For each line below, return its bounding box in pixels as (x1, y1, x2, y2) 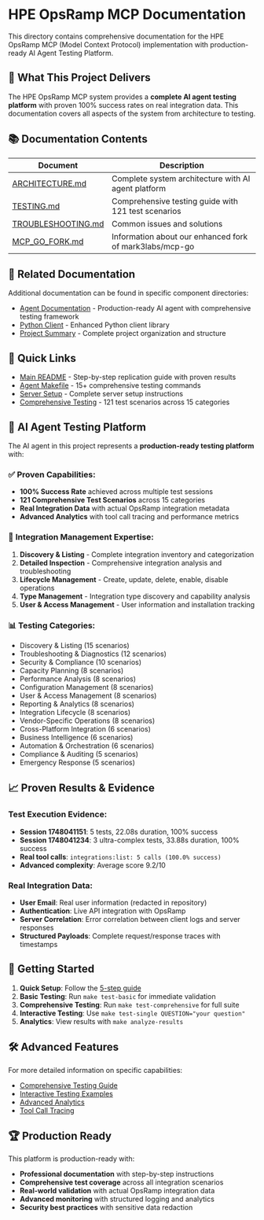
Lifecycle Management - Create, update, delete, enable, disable (19, 574, 229, 584)
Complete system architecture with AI (111, 173, 251, 184)
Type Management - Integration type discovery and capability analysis (19, 592, 251, 601)
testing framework (19, 312, 79, 322)
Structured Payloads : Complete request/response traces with (19, 931, 221, 941)
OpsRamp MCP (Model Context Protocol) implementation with (8, 39, 209, 49)
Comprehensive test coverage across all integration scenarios (19, 1178, 224, 1187)
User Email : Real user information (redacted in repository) (19, 897, 207, 907)
